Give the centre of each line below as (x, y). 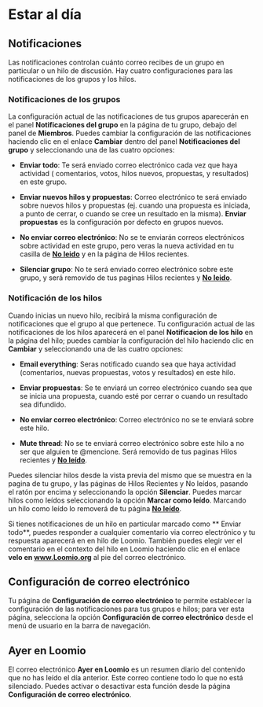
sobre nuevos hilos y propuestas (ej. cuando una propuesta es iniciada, (135, 205)
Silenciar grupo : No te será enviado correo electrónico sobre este (126, 270)
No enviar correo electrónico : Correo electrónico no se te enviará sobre (136, 419)
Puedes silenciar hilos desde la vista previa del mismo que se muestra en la (130, 475)
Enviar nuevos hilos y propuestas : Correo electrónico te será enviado (133, 197)
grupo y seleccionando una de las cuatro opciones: (91, 150)
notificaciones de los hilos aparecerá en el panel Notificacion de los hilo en (131, 332)
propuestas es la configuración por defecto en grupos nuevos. (121, 223)
